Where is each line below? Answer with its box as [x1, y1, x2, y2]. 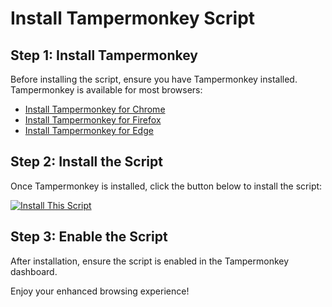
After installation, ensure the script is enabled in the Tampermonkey [10, 255, 290, 267]
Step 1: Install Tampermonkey [10, 47, 198, 64]
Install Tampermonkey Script [10, 7, 256, 30]
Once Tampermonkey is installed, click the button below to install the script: [10, 180, 323, 192]
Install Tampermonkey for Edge [24, 125, 154, 136]
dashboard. [10, 265, 58, 277]
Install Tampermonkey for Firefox [24, 114, 162, 126]
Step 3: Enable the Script [10, 228, 168, 246]
